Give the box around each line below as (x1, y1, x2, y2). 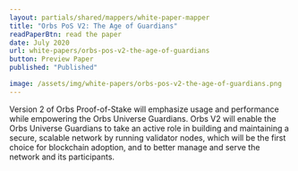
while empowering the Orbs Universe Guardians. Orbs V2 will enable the (9, 113, 277, 124)
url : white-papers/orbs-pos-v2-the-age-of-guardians (9, 47, 210, 56)
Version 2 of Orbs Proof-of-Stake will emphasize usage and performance (9, 104, 279, 115)
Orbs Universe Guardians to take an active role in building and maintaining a (9, 123, 289, 133)
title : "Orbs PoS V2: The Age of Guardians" (9, 21, 178, 30)
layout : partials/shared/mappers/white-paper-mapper (9, 13, 210, 22)
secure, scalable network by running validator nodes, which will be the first (9, 132, 286, 143)
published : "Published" (9, 64, 98, 73)
